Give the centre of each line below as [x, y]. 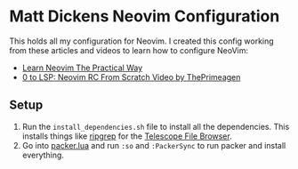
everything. [43, 155]
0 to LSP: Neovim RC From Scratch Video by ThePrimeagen [131, 76]
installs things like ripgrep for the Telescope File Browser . [127, 136]
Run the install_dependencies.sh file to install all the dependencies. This [156, 126]
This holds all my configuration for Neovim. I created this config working [141, 41]
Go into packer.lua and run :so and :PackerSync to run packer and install [154, 145]
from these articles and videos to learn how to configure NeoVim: [129, 50]
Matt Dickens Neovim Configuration [145, 16]
